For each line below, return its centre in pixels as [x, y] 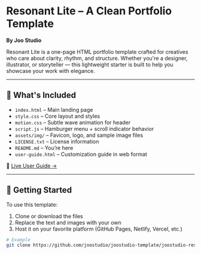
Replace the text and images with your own [68, 222]
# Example [19, 240]
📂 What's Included [41, 95]
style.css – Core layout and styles [57, 116]
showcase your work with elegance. [51, 71]
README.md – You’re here [44, 148]
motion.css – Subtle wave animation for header [73, 122]
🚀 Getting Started [39, 190]
